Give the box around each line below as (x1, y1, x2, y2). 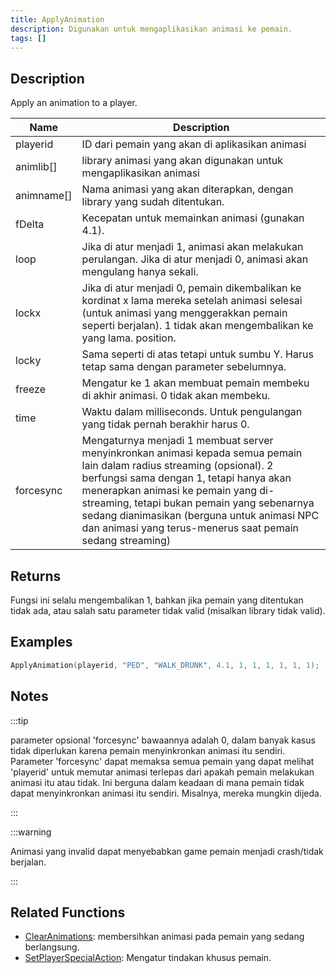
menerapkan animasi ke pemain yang (81, 484, 257, 498)
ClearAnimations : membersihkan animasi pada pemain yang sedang (24, 931, 305, 943)
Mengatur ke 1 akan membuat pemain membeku (81, 376, 310, 390)
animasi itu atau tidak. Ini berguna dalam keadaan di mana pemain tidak (10, 776, 305, 788)
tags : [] (10, 33, 47, 43)
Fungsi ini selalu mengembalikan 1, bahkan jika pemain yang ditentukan (10, 594, 304, 606)
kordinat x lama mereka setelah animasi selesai (81, 294, 303, 308)
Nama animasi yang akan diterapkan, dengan (81, 182, 294, 196)
